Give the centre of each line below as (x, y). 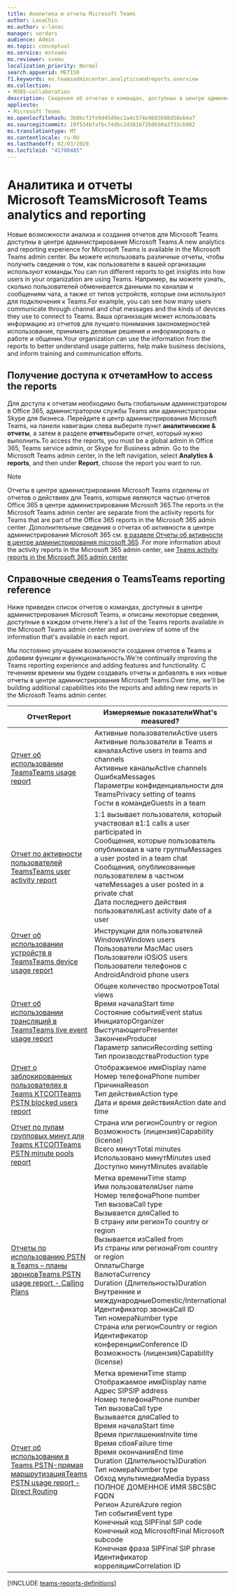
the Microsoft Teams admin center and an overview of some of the (103, 629)
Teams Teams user (41, 871)
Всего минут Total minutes (137, 1148)
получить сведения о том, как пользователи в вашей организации (107, 264)
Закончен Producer (126, 1038)
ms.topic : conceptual (39, 46)
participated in (118, 832)
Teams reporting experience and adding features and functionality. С (107, 665)
